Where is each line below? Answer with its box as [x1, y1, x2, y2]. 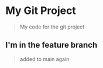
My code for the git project [19, 23, 85, 30]
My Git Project [5, 4, 77, 17]
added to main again [19, 55, 70, 62]
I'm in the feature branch [5, 40, 98, 50]
